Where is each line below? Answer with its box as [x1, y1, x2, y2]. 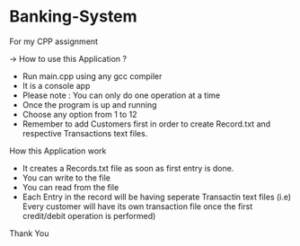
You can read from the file [22, 181, 119, 192]
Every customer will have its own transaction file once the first [22, 200, 253, 212]
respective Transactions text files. [22, 127, 148, 138]
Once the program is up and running [22, 99, 157, 110]
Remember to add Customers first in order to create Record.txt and [22, 119, 271, 129]
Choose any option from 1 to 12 [22, 109, 137, 119]
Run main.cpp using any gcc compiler [22, 70, 163, 82]
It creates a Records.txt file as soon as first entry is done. [22, 163, 234, 173]
